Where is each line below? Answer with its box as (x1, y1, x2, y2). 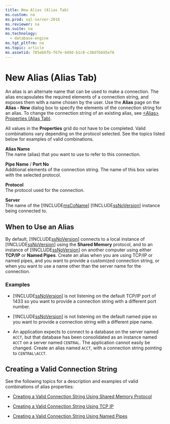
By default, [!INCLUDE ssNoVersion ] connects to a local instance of (5, 236, 145, 242)
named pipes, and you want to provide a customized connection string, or (5, 257, 160, 264)
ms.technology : (5, 31, 38, 36)
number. (12, 303, 30, 310)
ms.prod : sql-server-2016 (5, 17, 60, 22)
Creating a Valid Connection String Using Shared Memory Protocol (12, 394, 152, 400)
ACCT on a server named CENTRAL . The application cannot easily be (12, 339, 151, 345)
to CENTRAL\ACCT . (12, 350, 47, 356)
